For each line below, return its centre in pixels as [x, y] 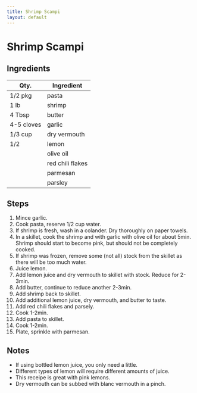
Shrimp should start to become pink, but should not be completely [96, 243]
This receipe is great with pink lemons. [63, 378]
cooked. [25, 249]
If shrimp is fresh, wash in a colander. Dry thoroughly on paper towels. [101, 230]
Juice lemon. [31, 269]
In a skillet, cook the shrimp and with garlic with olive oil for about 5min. [103, 237]
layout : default [27, 17]
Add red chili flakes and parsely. [55, 307]
